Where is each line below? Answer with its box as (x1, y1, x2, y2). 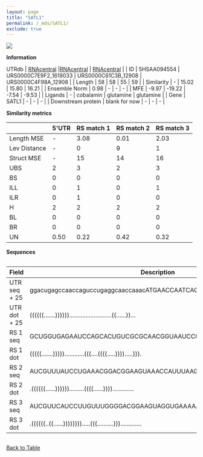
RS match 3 (155, 124, 190, 132)
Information (6, 54, 37, 61)
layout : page (6, 8, 39, 15)
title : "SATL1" (6, 15, 45, 21)
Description (140, 268, 175, 277)
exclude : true (6, 25, 42, 32)
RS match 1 (76, 124, 111, 132)
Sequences (6, 248, 36, 256)
